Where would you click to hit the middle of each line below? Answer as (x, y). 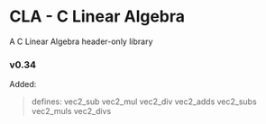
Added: (23, 84)
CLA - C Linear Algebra (97, 17)
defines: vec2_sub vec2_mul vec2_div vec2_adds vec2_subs (144, 102)
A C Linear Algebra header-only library (81, 41)
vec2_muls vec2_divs (71, 111)
